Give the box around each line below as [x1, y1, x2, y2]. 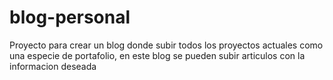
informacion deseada [9, 60, 97, 72]
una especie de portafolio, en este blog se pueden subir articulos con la [9, 49, 306, 61]
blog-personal [9, 6, 131, 29]
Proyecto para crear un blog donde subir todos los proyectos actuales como [9, 39, 324, 51]
